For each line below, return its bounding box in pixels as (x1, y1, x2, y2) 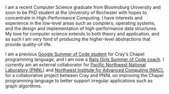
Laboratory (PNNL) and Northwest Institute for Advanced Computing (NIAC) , (5, 67, 164, 73)
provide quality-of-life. (5, 41, 52, 47)
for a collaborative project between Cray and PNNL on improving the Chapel (5, 72, 164, 78)
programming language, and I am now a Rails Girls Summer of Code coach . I (5, 56, 164, 62)
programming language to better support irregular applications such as (5, 77, 153, 83)
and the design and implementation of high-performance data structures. (5, 25, 157, 31)
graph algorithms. (5, 83, 42, 89)
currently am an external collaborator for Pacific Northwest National (5, 62, 146, 67)
